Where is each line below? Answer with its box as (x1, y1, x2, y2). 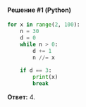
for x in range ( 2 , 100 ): (7, 21, 80, 28)
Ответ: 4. (7, 92, 35, 101)
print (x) (32, 74, 59, 81)
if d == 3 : (20, 67, 52, 74)
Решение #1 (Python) (7, 6, 72, 14)
